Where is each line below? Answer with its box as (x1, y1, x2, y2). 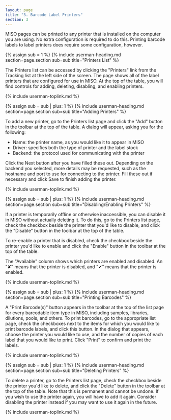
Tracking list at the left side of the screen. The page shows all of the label (5, 73, 159, 79)
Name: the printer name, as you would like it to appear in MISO (12, 139, 144, 146)
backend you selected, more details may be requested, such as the (5, 166, 146, 172)
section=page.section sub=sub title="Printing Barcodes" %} (5, 294, 132, 300)
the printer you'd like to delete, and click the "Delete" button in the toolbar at (5, 383, 165, 389)
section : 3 (5, 17, 28, 22)
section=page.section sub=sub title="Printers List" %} (5, 57, 120, 63)
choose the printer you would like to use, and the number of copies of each (5, 332, 163, 338)
